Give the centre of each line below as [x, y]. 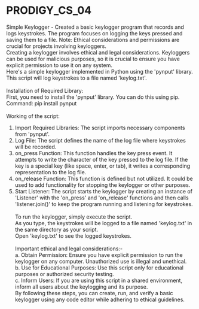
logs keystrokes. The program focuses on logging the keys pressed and [94, 33]
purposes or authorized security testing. [65, 274]
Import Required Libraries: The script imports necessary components [100, 128]
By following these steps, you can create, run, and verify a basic [94, 293]
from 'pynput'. [32, 134]
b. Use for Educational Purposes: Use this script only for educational [99, 268]
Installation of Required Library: [45, 90]
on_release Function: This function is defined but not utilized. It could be [104, 178]
